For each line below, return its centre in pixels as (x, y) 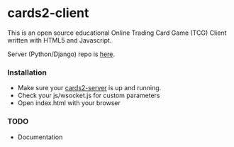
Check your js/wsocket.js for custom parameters (89, 96)
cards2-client (48, 13)
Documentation (40, 137)
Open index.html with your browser (69, 103)
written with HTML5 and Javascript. (60, 40)
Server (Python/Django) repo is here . (61, 54)
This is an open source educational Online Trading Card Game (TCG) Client (117, 33)
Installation (27, 72)
